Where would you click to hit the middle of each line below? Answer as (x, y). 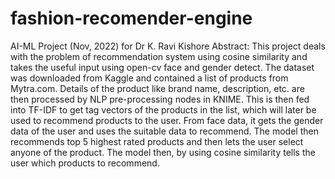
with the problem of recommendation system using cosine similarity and (159, 56)
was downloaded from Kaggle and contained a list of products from (149, 78)
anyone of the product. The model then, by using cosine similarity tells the (163, 152)
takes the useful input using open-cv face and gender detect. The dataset (162, 67)
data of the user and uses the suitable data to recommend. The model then (164, 131)
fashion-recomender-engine (131, 18)
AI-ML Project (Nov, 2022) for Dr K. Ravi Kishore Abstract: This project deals (168, 46)
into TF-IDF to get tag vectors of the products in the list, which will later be (163, 109)
